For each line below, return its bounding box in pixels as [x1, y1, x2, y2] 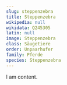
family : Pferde [6, 52, 43, 58]
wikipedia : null [6, 19, 45, 25]
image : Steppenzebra [6, 36, 57, 41]
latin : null [6, 30, 35, 36]
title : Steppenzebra [6, 14, 57, 20]
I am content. [6, 73, 38, 80]
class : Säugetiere [6, 41, 51, 47]
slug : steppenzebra [6, 8, 54, 15]
